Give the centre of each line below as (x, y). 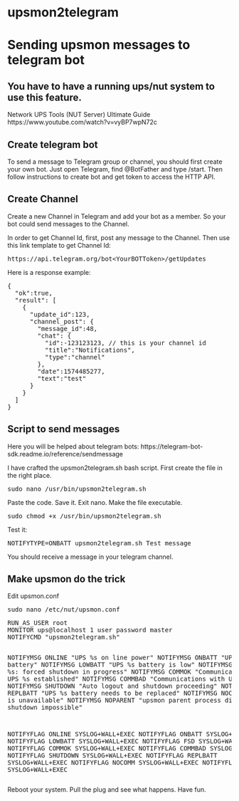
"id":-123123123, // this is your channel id (126, 343)
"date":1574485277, (71, 371)
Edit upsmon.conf (33, 596)
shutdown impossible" (45, 708)
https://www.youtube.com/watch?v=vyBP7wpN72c (83, 122)
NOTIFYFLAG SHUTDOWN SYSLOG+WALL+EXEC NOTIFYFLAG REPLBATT (113, 756)
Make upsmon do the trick (67, 579)
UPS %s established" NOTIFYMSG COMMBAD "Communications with (116, 679)
